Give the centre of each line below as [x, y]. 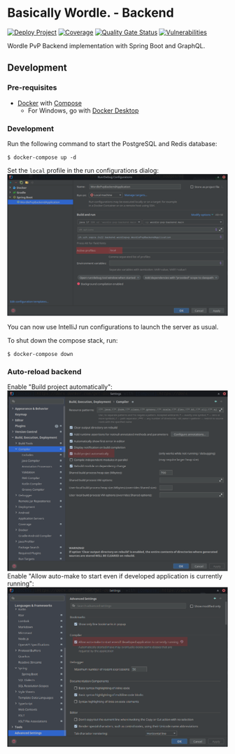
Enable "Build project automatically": [60, 387]
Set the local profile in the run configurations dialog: [83, 170]
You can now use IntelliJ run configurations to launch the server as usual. [113, 327]
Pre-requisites [32, 87]
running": [21, 584]
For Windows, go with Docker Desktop [83, 111]
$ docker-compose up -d [42, 157]
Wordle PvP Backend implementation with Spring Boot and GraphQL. [106, 45]
